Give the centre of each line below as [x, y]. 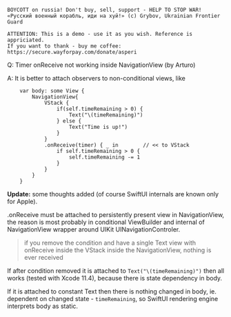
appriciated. [26, 40]
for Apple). [22, 201]
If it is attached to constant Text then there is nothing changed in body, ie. [112, 292]
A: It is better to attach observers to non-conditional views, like [97, 78]
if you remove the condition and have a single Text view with [110, 243]
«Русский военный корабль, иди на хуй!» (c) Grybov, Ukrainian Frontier [114, 16]
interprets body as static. [42, 306]
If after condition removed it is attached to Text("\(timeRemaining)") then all [116, 271]
